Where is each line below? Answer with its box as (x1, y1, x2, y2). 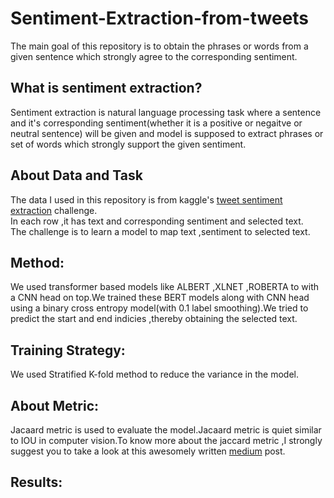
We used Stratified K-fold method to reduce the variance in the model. (10, 368, 299, 381)
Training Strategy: (10, 342, 126, 359)
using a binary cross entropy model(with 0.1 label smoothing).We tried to (10, 302, 309, 314)
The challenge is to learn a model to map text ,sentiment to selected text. (10, 225, 311, 237)
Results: (10, 474, 63, 491)
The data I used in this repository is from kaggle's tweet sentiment (10, 193, 283, 206)
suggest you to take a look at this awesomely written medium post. (10, 445, 286, 457)
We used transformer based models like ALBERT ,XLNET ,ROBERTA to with (10, 281, 320, 293)
